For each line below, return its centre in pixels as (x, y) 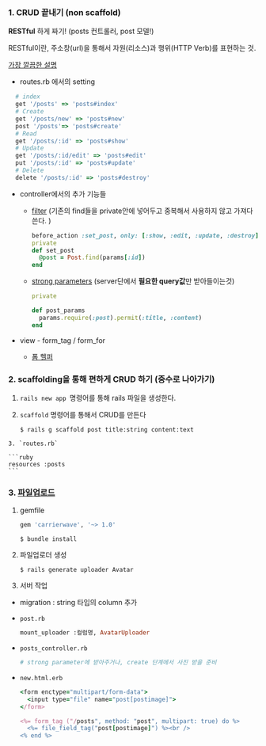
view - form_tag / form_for (62, 340)
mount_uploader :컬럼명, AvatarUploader (85, 633)
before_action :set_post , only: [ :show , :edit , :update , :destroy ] (145, 235)
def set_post (53, 250)
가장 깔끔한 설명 (33, 65)
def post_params (58, 310)
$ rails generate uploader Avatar (76, 570)
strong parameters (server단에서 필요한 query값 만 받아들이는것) (133, 281)
